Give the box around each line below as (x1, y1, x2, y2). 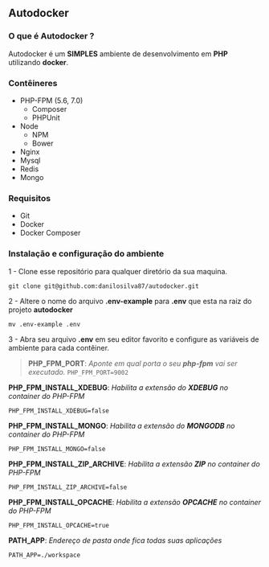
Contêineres (8, 77, 58, 88)
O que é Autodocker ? (8, 31, 95, 42)
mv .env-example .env (8, 320, 81, 328)
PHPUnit (31, 113, 60, 122)
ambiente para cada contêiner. (8, 343, 110, 352)
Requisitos (8, 192, 51, 203)
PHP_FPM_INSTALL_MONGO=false (8, 445, 106, 453)
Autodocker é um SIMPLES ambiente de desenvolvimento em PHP (8, 48, 229, 59)
